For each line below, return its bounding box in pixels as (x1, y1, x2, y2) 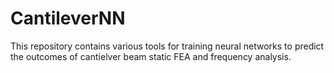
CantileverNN (10, 7, 126, 30)
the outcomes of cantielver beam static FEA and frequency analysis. (10, 50, 292, 62)
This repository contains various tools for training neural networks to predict (10, 40, 325, 52)
